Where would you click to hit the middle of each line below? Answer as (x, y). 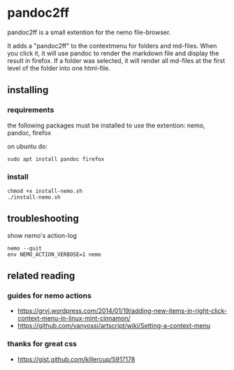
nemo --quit (24, 248)
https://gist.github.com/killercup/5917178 (76, 359)
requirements (31, 110)
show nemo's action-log (42, 235)
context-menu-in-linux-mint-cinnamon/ (74, 318)
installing (28, 90)
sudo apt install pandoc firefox (56, 159)
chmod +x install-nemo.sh (45, 191)
